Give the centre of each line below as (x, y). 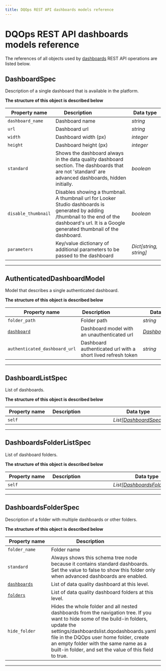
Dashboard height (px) (82, 145)
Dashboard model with (107, 329)
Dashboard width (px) (81, 137)
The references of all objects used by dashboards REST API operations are (81, 58)
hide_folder (22, 631)
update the (64, 625)
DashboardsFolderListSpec (48, 443)
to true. (60, 656)
